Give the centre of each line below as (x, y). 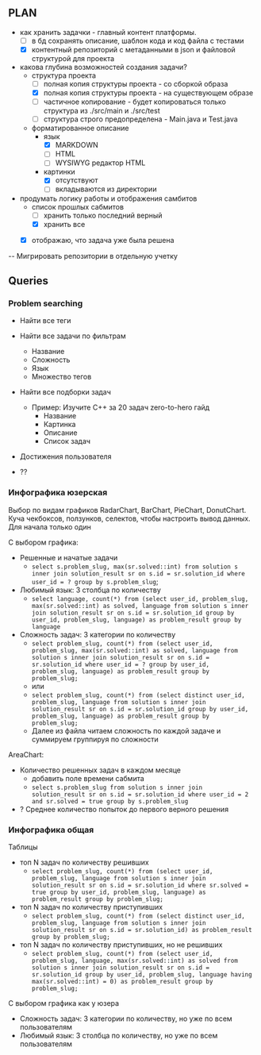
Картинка (59, 425)
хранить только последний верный (103, 215)
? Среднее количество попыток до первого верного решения (124, 809)
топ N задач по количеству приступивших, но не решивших (121, 945)
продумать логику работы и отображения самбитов (108, 198)
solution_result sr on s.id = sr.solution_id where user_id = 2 (140, 794)
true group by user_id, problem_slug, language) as (119, 892)
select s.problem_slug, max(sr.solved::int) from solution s (134, 567)
